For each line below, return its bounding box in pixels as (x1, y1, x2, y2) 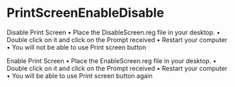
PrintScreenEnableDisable (6, 5, 164, 21)
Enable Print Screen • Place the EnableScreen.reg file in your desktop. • (6, 56, 217, 65)
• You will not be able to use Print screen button (6, 43, 147, 51)
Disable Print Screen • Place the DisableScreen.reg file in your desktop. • (6, 28, 221, 36)
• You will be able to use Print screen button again (6, 72, 153, 80)
